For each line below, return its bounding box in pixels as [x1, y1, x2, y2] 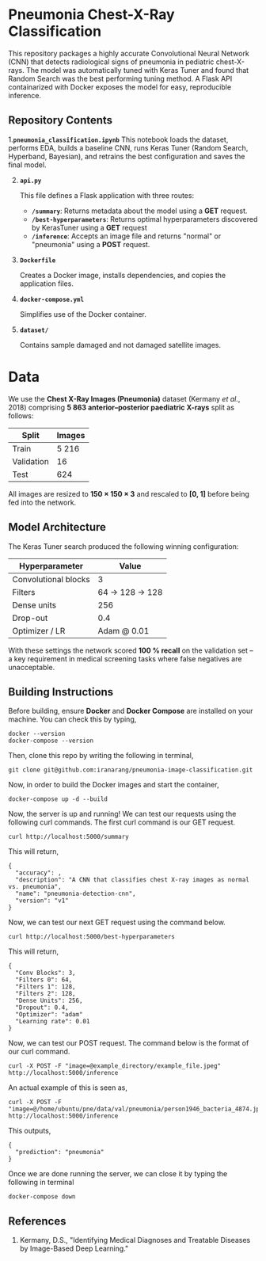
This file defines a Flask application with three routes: [19, 190, 195, 200]
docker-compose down [8, 1193, 77, 1201]
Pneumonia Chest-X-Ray [8, 6, 176, 24]
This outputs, [8, 1126, 51, 1136]
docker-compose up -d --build [8, 795, 108, 803]
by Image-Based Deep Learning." [19, 1244, 129, 1253]
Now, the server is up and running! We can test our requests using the [8, 810, 237, 819]
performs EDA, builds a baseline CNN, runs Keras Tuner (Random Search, [8, 143, 249, 152]
